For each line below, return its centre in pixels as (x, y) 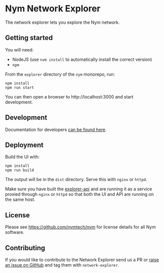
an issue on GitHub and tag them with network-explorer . (62, 265)
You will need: (19, 49)
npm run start (20, 88)
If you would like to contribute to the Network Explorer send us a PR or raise (82, 260)
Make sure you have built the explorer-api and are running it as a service (79, 189)
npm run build (20, 170)
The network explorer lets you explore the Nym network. (62, 22)
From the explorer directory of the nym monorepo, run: (60, 74)
